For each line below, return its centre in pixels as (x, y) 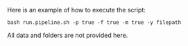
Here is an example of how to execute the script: (76, 10)
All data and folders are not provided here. (68, 35)
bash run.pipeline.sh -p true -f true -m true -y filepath (94, 23)
